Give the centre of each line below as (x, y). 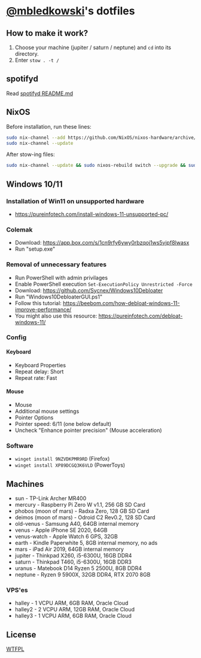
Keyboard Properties (40, 365)
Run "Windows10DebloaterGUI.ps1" (59, 297)
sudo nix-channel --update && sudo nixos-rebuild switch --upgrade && (96, 166)
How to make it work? (47, 33)
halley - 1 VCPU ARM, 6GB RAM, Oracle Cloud (71, 603)
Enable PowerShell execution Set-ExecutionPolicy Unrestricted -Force (103, 284)
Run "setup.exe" (35, 249)
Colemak (19, 230)
